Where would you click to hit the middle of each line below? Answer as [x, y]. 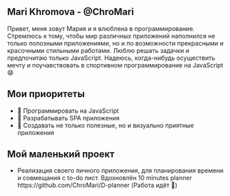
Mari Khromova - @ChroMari [71, 12]
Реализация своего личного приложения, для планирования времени [120, 171]
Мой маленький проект [61, 154]
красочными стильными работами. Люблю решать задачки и [98, 50]
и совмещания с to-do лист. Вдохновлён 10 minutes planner [104, 178]
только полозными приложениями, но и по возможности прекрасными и [115, 43]
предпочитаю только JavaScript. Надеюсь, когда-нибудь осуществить [111, 58]
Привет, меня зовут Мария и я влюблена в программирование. [101, 28]
